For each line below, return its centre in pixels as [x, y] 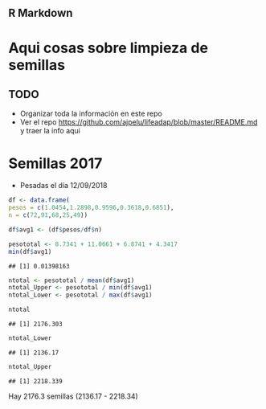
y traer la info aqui [50, 131]
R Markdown [41, 13]
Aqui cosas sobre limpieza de [108, 48]
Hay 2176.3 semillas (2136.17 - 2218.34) [73, 396]
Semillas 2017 [55, 163]
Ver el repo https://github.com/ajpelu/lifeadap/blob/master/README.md [139, 122]
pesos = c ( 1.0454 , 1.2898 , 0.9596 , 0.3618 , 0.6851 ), [91, 208]
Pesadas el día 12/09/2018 [63, 186]
